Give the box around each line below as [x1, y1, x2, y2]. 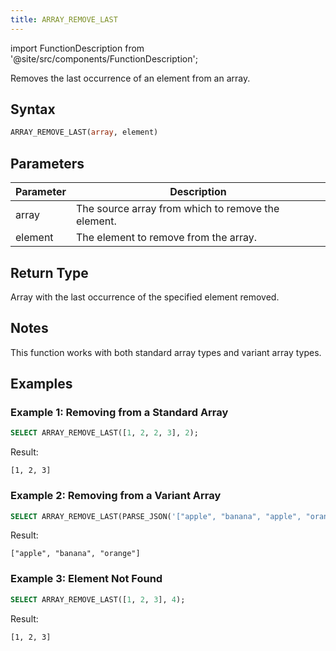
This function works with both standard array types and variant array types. [10, 346, 322, 358]
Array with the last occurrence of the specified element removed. [10, 291, 280, 303]
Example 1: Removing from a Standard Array [10, 406, 229, 420]
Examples [10, 376, 73, 393]
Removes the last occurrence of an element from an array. [10, 72, 251, 84]
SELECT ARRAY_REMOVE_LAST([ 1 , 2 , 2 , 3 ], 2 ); [10, 428, 199, 438]
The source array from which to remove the [75, 202, 280, 216]
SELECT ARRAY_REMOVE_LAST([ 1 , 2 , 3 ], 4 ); [10, 594, 186, 605]
